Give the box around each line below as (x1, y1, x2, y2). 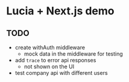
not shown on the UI (24, 63, 74, 70)
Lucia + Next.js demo (6, 4, 115, 18)
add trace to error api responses (14, 57, 96, 63)
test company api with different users (14, 69, 108, 76)
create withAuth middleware (14, 44, 86, 51)
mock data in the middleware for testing (24, 50, 124, 57)
